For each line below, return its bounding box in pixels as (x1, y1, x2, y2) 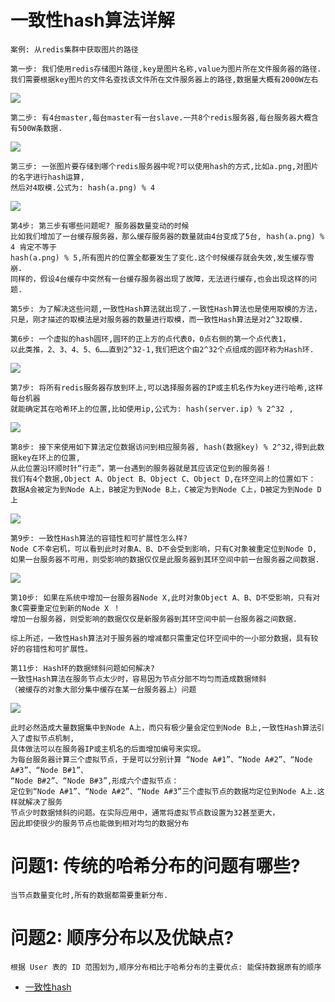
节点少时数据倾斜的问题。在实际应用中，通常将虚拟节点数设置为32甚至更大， (10, 807, 280, 818)
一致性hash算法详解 (10, 9, 175, 32)
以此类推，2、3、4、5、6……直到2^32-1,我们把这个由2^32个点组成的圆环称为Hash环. (10, 344, 315, 355)
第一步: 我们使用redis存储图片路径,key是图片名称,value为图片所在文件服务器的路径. (10, 64, 322, 74)
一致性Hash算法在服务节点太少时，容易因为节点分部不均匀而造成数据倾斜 (10, 674, 267, 684)
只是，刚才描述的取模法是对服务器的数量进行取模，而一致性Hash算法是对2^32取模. (10, 314, 304, 325)
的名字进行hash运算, (10, 172, 86, 182)
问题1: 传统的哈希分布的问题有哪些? (10, 855, 301, 878)
